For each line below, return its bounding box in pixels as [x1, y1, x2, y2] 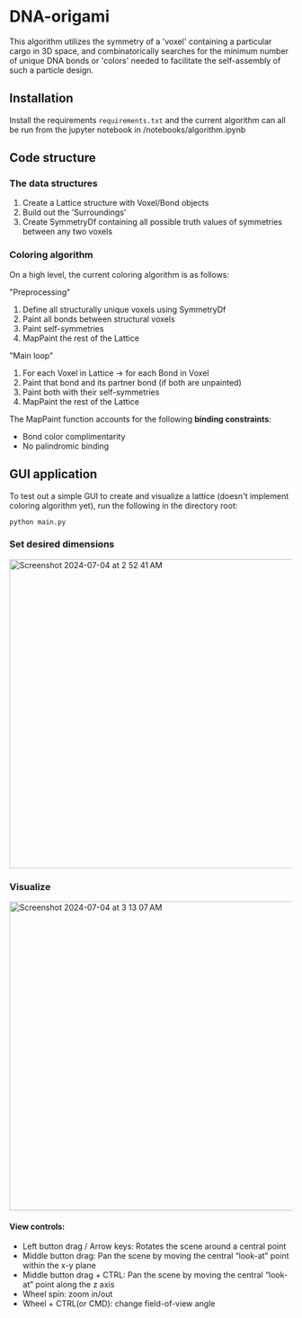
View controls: [9, 1221, 66, 1232]
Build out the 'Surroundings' [22, 207, 128, 218]
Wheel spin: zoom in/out [22, 1288, 113, 1300]
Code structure [9, 150, 96, 165]
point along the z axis [35, 1279, 115, 1290]
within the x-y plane [22, 1260, 96, 1271]
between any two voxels [22, 227, 113, 237]
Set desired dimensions [9, 538, 115, 550]
